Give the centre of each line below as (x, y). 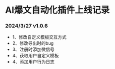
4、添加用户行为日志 (33, 62)
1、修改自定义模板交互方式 (39, 37)
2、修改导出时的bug (33, 43)
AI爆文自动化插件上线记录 (57, 10)
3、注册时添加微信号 (33, 49)
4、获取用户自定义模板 (35, 56)
